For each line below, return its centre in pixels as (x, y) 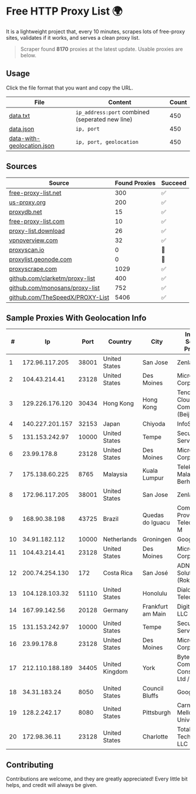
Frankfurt (155, 607)
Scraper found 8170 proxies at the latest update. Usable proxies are (101, 49)
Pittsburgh (157, 713)
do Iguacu (156, 523)
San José (155, 573)
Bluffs (150, 696)
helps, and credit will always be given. (52, 785)
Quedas (153, 515)
